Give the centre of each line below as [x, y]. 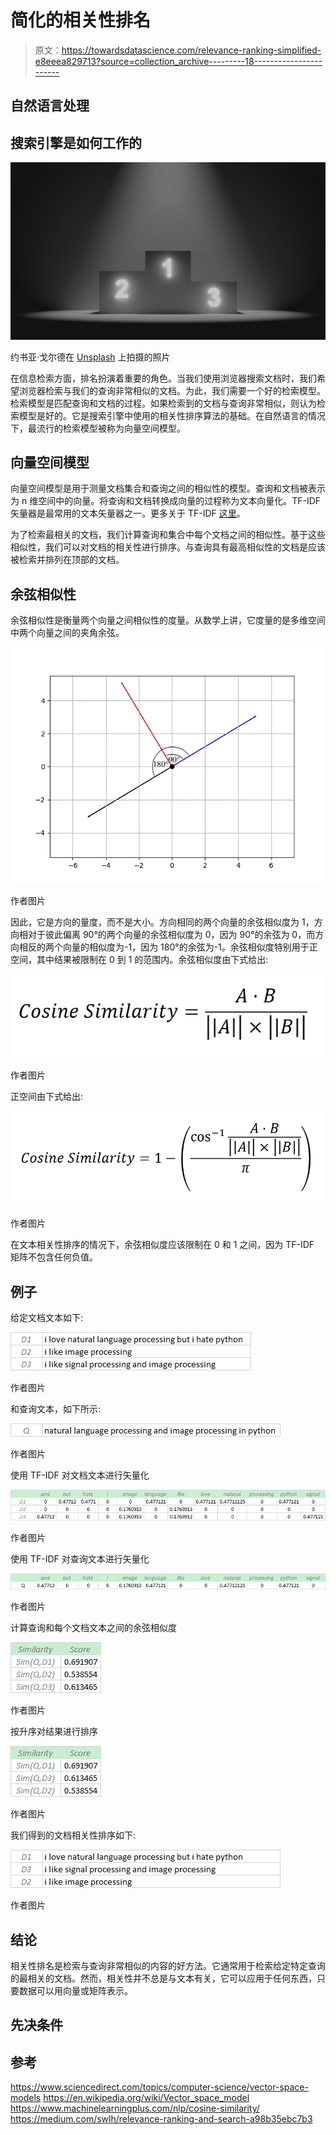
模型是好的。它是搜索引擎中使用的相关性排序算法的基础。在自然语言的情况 [172, 415]
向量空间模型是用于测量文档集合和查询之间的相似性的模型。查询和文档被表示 [168, 488]
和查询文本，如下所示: [56, 1409]
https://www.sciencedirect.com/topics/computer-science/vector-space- [159, 2087]
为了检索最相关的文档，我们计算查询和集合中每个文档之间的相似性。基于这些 [168, 535]
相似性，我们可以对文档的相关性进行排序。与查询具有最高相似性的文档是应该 [168, 547]
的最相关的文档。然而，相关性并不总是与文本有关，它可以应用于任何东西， [163, 1978]
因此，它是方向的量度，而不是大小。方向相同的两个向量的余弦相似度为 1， [162, 922]
